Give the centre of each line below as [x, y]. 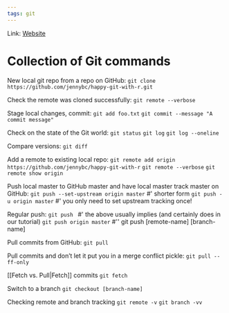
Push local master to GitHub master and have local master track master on [113, 186]
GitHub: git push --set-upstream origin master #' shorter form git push [112, 193]
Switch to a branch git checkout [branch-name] [75, 288]
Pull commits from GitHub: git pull [58, 242]
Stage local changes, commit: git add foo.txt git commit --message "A [110, 113]
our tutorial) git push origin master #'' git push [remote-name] [98, 221]
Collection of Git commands [89, 61]
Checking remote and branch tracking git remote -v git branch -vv [105, 302]
